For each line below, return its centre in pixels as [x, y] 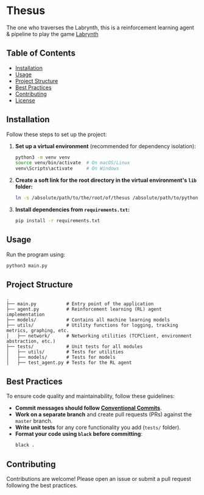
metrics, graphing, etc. [38, 331]
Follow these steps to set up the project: [57, 134]
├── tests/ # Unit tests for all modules [75, 347]
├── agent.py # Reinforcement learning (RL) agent [84, 309]
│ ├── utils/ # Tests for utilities [65, 352]
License [25, 100]
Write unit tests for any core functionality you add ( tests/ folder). [98, 427]
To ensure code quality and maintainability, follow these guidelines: [90, 396]
